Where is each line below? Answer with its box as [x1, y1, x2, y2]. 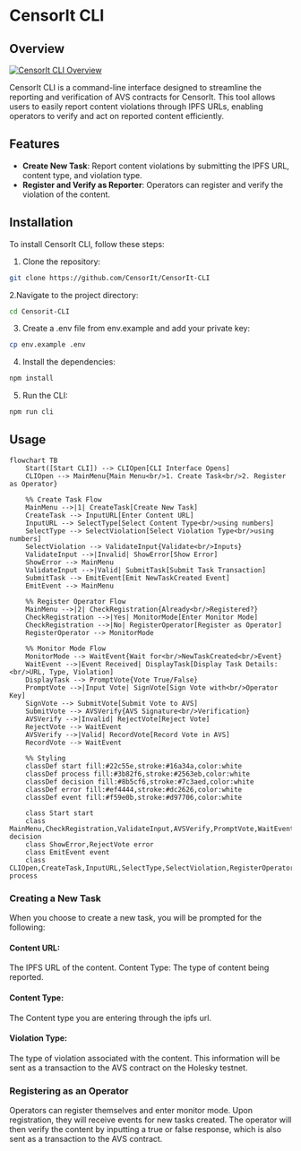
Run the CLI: [21, 391, 69, 401]
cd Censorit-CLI [9, 306, 70, 316]
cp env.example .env [9, 340, 87, 349]
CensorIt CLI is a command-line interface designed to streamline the [9, 82, 262, 92]
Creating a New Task [9, 892, 101, 905]
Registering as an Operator [9, 1085, 129, 1097]
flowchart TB [9, 456, 58, 465]
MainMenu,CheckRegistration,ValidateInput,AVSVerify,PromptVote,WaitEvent [9, 824, 295, 833]
